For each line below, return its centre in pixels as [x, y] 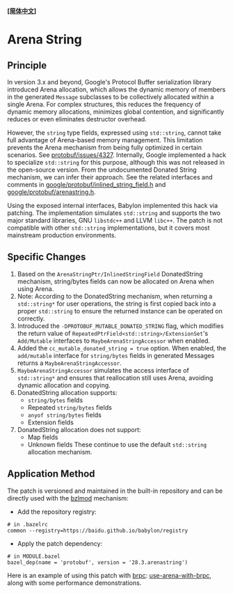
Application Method [51, 474]
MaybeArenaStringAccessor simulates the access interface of [103, 370]
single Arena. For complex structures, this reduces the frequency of [104, 104]
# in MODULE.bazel [34, 556]
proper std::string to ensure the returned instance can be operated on [120, 311]
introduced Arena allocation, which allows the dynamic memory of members [116, 89]
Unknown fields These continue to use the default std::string [117, 444]
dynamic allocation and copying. [64, 385]
